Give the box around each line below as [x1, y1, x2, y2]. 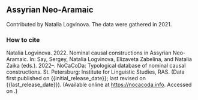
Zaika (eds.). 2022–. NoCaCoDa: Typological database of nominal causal [6, 62, 186, 69]
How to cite [6, 35, 40, 44]
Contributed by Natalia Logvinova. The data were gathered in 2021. [6, 20, 172, 28]
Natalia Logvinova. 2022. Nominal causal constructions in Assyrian [6, 49, 172, 56]
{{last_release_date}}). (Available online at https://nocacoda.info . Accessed [6, 81, 192, 89]
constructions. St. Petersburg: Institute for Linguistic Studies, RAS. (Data [6, 68, 185, 75]
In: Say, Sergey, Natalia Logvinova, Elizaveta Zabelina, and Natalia [29, 56, 192, 63]
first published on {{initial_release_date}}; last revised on [6, 75, 146, 82]
